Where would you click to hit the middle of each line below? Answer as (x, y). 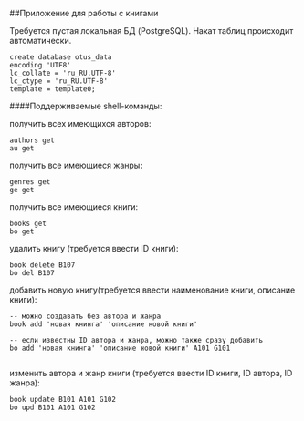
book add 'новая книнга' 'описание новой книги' (104, 324)
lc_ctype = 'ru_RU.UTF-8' (58, 81)
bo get (22, 231)
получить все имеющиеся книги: (74, 207)
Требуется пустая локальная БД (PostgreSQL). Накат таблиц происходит (152, 31)
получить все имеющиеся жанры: (76, 165)
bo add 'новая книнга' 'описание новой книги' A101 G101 (120, 348)
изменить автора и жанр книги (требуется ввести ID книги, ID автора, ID (151, 373)
